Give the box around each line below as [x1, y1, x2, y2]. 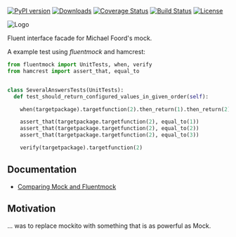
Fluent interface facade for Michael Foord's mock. [7, 34, 152, 42]
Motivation [7, 203, 56, 214]
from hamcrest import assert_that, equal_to [7, 68, 140, 75]
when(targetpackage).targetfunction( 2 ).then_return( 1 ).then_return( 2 [20, 105, 228, 113]
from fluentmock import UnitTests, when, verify [7, 61, 152, 68]
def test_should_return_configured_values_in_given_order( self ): [13, 93, 209, 100]
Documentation [7, 164, 77, 176]
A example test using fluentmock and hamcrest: [7, 48, 146, 56]
